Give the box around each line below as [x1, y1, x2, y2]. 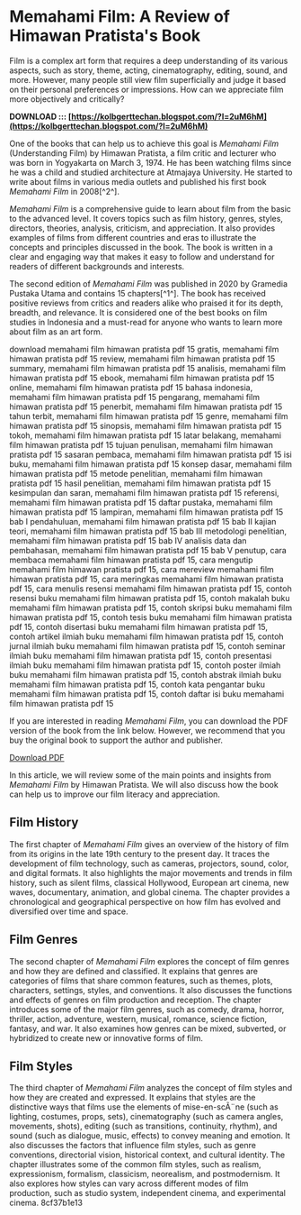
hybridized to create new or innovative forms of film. [9, 1032, 204, 1043]
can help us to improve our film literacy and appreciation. [9, 789, 220, 799]
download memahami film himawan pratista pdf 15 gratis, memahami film [9, 343, 279, 354]
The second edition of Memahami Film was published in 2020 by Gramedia [9, 278, 288, 289]
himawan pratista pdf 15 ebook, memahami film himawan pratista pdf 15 [9, 372, 275, 383]
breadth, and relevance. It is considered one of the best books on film [9, 306, 268, 317]
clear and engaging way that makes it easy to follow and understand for [9, 251, 276, 262]
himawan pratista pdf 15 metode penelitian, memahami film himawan [9, 468, 263, 479]
